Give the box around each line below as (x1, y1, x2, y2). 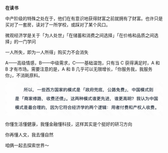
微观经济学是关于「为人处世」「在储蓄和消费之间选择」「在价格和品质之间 (5, 32, 154, 38)
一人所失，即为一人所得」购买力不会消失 (5, 49, 88, 55)
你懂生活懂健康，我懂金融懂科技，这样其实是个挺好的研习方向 (5, 121, 132, 127)
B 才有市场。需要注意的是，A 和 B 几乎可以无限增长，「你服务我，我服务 (5, 66, 152, 72)
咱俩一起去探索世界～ (5, 142, 49, 148)
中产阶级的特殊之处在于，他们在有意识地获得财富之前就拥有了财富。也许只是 (5, 15, 163, 21)
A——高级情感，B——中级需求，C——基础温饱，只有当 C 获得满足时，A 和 (5, 60, 160, 65)
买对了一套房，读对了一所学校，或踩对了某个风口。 (5, 22, 110, 27)
